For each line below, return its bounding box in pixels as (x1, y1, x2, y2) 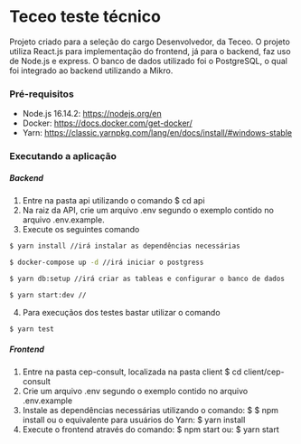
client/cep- (243, 366, 285, 377)
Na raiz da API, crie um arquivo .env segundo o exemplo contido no (22, 205, 274, 216)
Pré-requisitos (9, 88, 74, 100)
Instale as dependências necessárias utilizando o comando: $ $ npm (22, 405, 278, 416)
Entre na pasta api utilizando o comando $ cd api (22, 195, 205, 206)
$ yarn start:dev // (9, 290, 88, 299)
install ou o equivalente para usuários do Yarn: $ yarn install (22, 414, 246, 426)
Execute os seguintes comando (22, 224, 140, 235)
